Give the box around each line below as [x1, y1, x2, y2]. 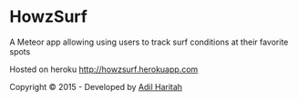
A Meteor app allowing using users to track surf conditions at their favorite [9, 36, 289, 47]
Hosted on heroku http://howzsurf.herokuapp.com [9, 64, 199, 75]
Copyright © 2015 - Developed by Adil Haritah [9, 81, 183, 92]
